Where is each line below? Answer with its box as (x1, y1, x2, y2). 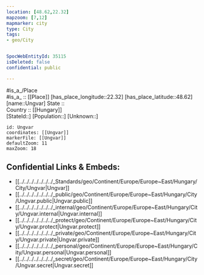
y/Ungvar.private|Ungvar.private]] (15, 236, 100, 243)
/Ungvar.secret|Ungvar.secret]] (15, 262, 94, 269)
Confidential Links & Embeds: (6, 162, 120, 172)
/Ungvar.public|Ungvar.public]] (15, 197, 93, 205)
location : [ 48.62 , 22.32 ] (6, 8, 69, 15)
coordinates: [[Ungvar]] (6, 129, 69, 135)
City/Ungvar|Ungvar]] (15, 185, 70, 192)
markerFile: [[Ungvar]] (6, 135, 67, 141)
